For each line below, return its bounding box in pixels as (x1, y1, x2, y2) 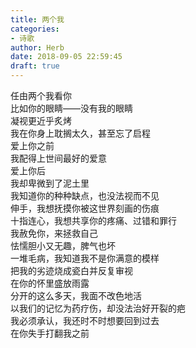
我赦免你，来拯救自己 (10, 227, 98, 239)
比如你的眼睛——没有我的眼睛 (10, 102, 133, 114)
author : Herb (10, 42, 65, 53)
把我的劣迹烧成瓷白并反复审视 (10, 265, 133, 276)
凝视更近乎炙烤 (10, 115, 72, 126)
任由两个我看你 (10, 90, 72, 101)
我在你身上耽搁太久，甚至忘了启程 (10, 127, 151, 139)
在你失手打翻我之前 (10, 327, 90, 339)
